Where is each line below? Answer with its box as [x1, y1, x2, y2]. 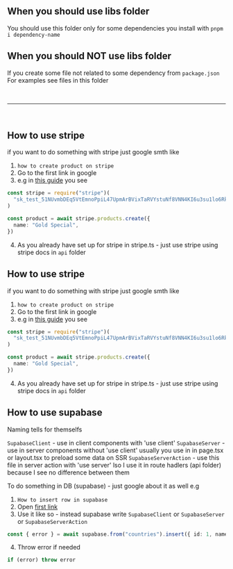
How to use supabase [7, 406, 103, 419]
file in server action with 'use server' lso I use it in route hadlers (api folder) [7, 461, 222, 469]
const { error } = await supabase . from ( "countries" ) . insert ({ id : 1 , [7, 531, 213, 538]
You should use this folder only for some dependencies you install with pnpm [7, 24, 223, 32]
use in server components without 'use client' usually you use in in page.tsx [7, 446, 224, 454]
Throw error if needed [17, 543, 81, 552]
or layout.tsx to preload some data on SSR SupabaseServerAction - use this [7, 453, 220, 461]
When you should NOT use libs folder [7, 50, 172, 62]
